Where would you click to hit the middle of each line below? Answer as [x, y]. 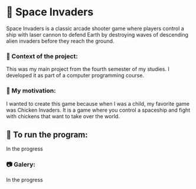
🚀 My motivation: [31, 91]
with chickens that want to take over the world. [63, 116]
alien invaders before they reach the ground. [60, 41]
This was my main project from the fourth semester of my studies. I [88, 69]
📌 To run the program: [47, 134]
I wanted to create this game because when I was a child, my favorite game [98, 103]
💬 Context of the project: [42, 56]
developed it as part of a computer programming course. [75, 76]
